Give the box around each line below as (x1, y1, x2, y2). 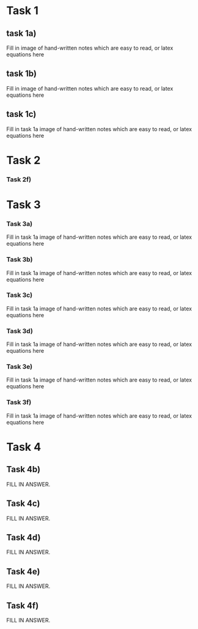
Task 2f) (6, 175, 32, 184)
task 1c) (6, 109, 37, 119)
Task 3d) (6, 326, 34, 335)
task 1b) (6, 69, 37, 79)
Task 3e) (6, 363, 33, 371)
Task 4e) (6, 566, 40, 576)
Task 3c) (6, 291, 32, 299)
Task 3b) (6, 255, 33, 264)
